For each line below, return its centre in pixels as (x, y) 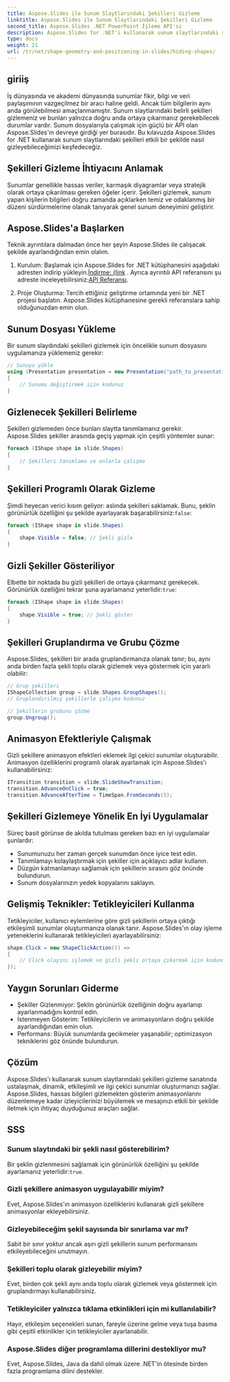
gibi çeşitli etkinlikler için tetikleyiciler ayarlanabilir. (78, 1331)
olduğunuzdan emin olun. (53, 307)
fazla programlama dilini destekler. (55, 1371)
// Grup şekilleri (33, 686)
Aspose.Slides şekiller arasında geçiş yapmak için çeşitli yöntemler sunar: (111, 436)
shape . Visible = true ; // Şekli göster (76, 615)
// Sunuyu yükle (30, 366)
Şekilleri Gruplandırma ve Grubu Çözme (93, 642)
